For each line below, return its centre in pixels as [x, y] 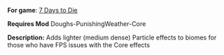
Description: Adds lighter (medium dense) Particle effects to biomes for [112, 37]
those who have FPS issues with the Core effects [79, 45]
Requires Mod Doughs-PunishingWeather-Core [77, 24]
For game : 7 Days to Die [42, 10]
